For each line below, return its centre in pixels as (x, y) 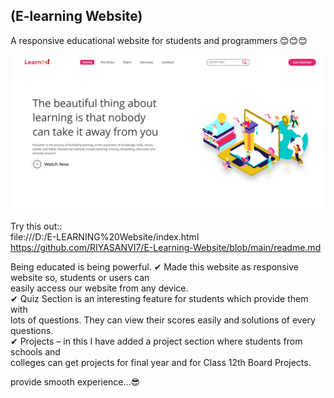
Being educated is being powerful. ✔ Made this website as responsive (154, 266)
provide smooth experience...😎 (75, 381)
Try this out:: (36, 226)
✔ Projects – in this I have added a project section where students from (156, 341)
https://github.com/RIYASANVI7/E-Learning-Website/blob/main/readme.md (166, 247)
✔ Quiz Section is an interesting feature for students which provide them (159, 298)
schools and (35, 351)
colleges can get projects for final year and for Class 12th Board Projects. (161, 362)
